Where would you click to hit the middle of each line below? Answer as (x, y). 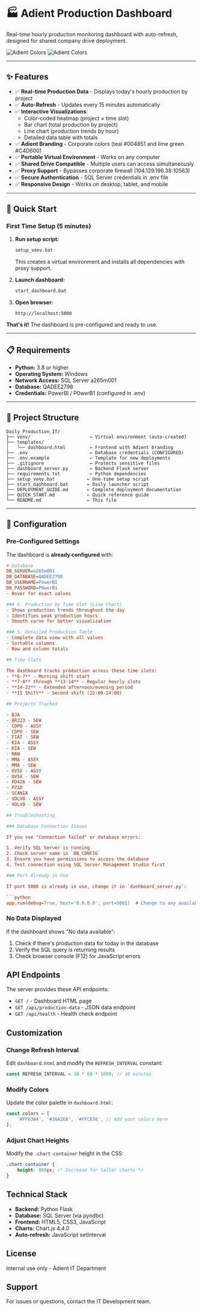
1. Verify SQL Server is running (48, 848)
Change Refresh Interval (43, 1050)
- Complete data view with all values (55, 638)
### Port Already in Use (37, 875)
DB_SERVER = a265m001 (31, 571)
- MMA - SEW (21, 765)
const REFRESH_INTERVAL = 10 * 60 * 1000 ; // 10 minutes (79, 1074)
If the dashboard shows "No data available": (61, 931)
